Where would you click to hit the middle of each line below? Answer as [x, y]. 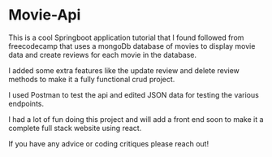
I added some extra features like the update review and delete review [124, 70]
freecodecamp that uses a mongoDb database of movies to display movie [132, 46]
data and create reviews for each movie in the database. [103, 55]
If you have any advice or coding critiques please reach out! [109, 143]
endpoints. [26, 103]
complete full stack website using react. [75, 128]
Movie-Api [45, 15]
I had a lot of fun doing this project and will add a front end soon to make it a [136, 119]
